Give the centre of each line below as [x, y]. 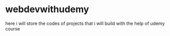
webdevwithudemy [47, 9]
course [13, 28]
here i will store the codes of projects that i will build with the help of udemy [85, 23]
